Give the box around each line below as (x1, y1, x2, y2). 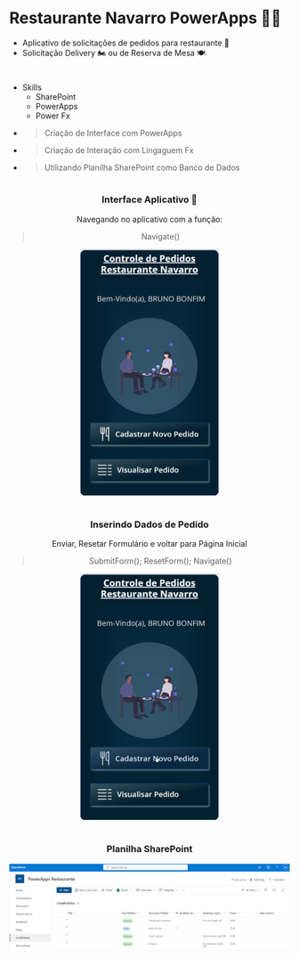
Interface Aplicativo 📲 (101, 193, 198, 206)
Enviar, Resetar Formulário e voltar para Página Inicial (52, 539, 247, 549)
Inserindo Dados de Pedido (90, 518, 209, 531)
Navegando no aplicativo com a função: (77, 214, 222, 224)
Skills (21, 82, 43, 93)
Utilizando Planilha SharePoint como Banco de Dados (44, 162, 240, 173)
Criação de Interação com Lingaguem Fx (44, 145, 194, 156)
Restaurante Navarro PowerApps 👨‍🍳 (9, 8, 282, 28)
